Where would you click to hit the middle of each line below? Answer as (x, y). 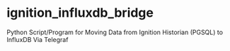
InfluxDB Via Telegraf (38, 39)
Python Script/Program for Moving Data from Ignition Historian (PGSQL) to (115, 32)
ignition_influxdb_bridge (80, 13)
